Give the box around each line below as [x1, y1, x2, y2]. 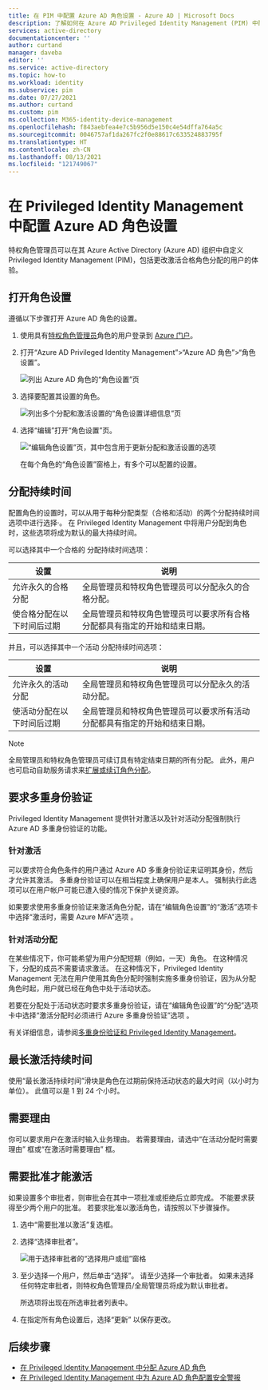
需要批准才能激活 [8, 1170, 93, 1184]
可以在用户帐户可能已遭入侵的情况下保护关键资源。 [14, 885, 183, 894]
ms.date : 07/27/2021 [8, 94, 77, 102]
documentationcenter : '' [8, 34, 91, 42]
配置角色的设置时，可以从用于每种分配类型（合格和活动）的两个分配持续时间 [8, 508, 260, 517]
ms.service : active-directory [8, 64, 109, 72]
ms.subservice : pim [8, 86, 73, 94]
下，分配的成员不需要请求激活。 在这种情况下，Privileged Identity [8, 964, 224, 974]
